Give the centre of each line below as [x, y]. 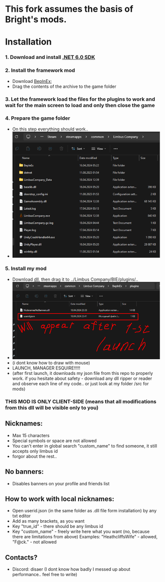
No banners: [25, 472]
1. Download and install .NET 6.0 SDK [50, 57]
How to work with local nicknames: [60, 499]
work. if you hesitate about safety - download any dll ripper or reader [82, 378]
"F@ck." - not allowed [34, 542]
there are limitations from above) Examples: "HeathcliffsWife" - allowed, [85, 537]
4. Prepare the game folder [38, 118]
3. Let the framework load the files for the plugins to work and [80, 99]
